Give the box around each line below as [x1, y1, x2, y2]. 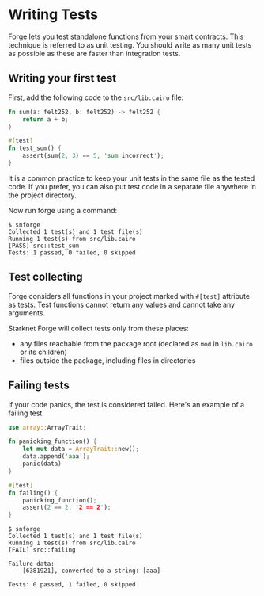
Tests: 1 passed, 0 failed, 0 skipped [8, 248, 136, 257]
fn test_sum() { [8, 144, 62, 152]
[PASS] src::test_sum [8, 242, 80, 250]
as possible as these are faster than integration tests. [8, 48, 181, 58]
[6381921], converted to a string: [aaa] [22, 567, 160, 575]
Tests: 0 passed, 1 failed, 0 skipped [8, 581, 136, 589]
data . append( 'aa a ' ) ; [22, 453, 90, 460]
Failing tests [8, 379, 70, 392]
